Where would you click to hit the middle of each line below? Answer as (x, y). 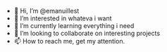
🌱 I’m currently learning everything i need (74, 26)
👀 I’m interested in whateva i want (63, 18)
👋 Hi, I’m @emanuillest (47, 11)
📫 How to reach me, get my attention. (69, 41)
